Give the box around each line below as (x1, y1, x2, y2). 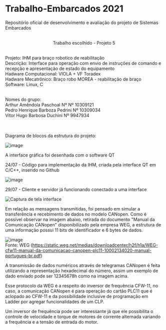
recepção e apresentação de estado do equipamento (5, 65, 115, 71)
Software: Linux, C (5, 81, 43, 87)
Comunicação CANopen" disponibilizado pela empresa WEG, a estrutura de (5, 221, 161, 227)
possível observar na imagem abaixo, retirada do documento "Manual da (5, 216, 155, 222)
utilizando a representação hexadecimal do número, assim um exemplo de (5, 267, 158, 273)
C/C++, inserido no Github (5, 167, 60, 173)
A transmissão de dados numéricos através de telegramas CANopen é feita (5, 262, 160, 268)
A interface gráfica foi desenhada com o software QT (5, 152, 115, 158)
